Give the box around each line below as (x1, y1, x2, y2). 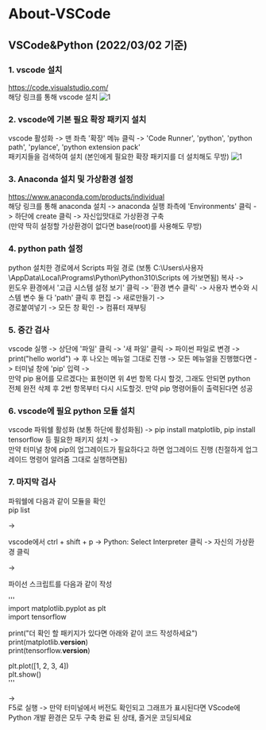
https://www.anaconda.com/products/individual (8, 192, 165, 202)
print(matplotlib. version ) (8, 637, 89, 647)
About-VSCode (8, 5, 111, 23)
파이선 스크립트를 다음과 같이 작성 (8, 579, 113, 589)
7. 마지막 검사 (8, 477, 56, 488)
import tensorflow (8, 612, 67, 621)
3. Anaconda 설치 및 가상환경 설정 (8, 174, 133, 185)
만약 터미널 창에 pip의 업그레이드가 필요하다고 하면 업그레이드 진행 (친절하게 (8, 445, 244, 454)
